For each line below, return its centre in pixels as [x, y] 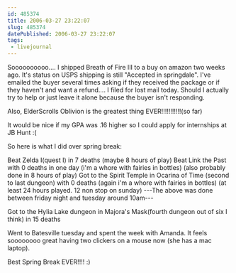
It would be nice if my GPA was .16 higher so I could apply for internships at [117, 125]
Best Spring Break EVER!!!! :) [49, 262]
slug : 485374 [27, 27]
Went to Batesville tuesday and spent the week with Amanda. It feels [107, 233]
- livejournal [31, 47]
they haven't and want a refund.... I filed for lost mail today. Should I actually [118, 90]
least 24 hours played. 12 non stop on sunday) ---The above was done [110, 190]
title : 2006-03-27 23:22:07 [49, 21]
